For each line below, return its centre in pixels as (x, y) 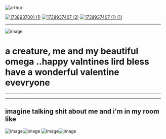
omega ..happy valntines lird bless (77, 62)
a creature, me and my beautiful (72, 51)
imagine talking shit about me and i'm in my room (82, 112)
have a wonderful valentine (62, 72)
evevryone (28, 83)
